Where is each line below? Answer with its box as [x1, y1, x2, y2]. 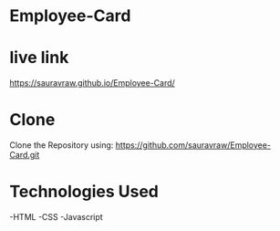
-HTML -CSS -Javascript [9, 212, 103, 222]
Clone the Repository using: [9, 140, 114, 151]
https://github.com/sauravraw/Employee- [115, 140, 272, 151]
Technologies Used [9, 182, 160, 202]
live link [9, 47, 69, 68]
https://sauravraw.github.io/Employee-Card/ [9, 78, 175, 89]
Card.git [9, 150, 40, 161]
